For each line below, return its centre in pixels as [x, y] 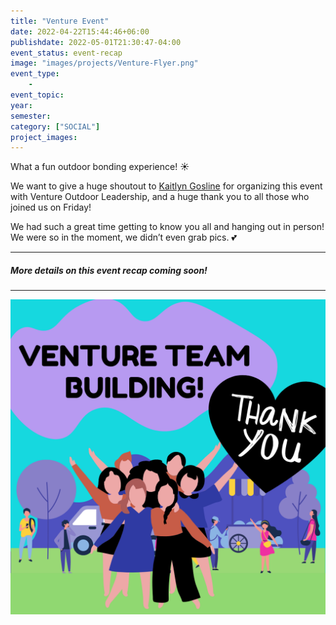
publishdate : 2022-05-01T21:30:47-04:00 [96, 42]
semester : [31, 116]
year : [21, 105]
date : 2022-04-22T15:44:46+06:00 [80, 31]
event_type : [35, 74]
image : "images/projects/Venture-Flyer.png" [104, 63]
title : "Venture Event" [60, 21]
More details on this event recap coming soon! [109, 270]
